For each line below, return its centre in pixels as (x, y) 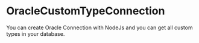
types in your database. (36, 33)
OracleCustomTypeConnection (86, 11)
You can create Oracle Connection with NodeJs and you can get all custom (99, 27)
